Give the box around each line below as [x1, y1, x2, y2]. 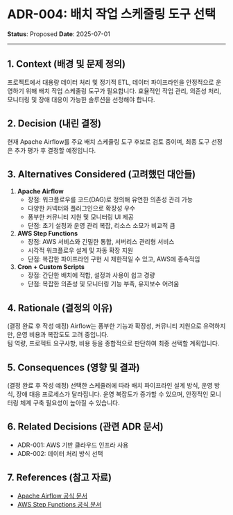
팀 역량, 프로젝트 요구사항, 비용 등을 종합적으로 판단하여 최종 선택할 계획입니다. [7, 339, 220, 348]
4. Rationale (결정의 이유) [7, 302, 113, 313]
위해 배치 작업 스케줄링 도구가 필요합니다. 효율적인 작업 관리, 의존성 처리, [25, 86, 222, 95]
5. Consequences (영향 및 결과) [7, 361, 140, 373]
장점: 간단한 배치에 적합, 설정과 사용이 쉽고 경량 [27, 271, 155, 279]
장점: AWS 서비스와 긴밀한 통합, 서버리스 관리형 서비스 [27, 238, 175, 246]
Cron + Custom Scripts [17, 263, 85, 271]
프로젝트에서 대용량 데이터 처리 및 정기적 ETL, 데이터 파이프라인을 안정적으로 [7, 78, 214, 86]
